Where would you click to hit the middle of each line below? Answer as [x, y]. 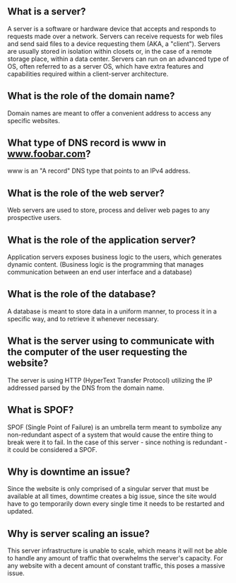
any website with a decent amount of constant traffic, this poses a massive [116, 566]
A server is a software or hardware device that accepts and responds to [112, 28]
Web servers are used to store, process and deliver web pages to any [108, 210]
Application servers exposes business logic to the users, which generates [115, 257]
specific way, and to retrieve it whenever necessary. [83, 318]
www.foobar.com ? [49, 154]
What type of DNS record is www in [87, 143]
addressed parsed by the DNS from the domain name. [86, 388]
